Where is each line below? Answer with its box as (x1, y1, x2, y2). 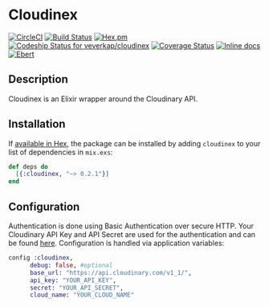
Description (8, 72, 68, 86)
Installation (8, 117, 66, 131)
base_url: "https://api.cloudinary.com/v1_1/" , (29, 268, 193, 276)
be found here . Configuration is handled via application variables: (8, 239, 225, 248)
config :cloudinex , (8, 254, 74, 262)
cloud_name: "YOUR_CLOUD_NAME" (29, 291, 135, 299)
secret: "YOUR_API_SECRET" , (29, 284, 124, 292)
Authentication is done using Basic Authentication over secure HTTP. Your (8, 221, 255, 231)
